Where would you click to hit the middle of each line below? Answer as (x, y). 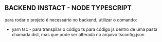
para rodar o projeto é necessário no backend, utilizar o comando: (71, 20)
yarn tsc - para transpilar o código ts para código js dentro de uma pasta (84, 29)
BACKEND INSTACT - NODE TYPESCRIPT (68, 8)
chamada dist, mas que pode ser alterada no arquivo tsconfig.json (78, 34)
